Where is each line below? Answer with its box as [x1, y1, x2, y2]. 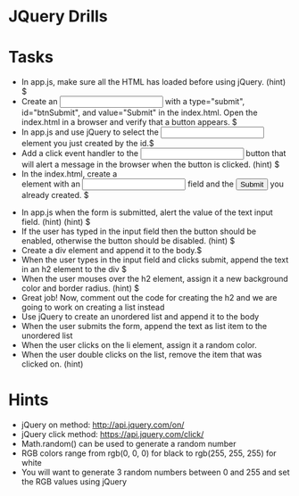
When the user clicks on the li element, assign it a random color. [21, 340, 257, 351]
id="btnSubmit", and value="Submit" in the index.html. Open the [21, 107, 258, 118]
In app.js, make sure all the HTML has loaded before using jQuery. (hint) [21, 77, 287, 87]
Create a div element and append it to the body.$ [21, 245, 203, 256]
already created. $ [21, 190, 90, 201]
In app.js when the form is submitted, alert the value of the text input [21, 207, 273, 218]
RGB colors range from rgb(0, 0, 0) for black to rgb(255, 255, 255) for [21, 448, 278, 459]
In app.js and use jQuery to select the [21, 127, 160, 137]
